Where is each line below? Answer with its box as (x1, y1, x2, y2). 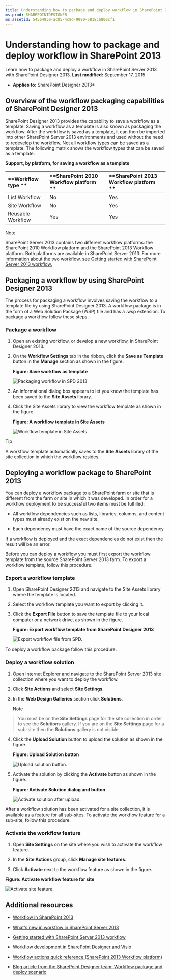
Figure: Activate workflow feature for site (5, 876, 95, 882)
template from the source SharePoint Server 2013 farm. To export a (5, 556, 147, 563)
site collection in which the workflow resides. (5, 454, 100, 460)
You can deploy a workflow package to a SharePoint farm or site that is (5, 490, 154, 496)
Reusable (8, 210, 31, 217)
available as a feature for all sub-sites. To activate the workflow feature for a (5, 811, 165, 818)
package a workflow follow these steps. (5, 314, 89, 320)
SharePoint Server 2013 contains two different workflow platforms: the (5, 240, 153, 246)
